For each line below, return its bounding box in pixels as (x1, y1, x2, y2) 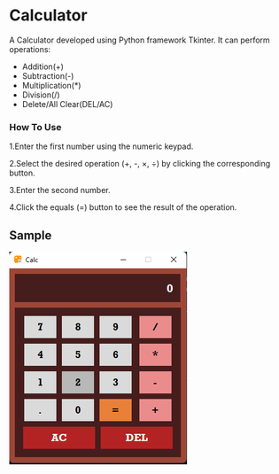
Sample (9, 228, 52, 243)
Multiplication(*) (21, 80, 81, 90)
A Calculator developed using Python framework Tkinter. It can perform (9, 35, 270, 45)
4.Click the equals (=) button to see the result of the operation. (9, 202, 237, 213)
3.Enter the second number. (9, 185, 111, 196)
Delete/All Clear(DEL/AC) (21, 98, 113, 109)
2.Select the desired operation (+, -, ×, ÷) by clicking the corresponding (9, 159, 271, 169)
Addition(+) (21, 61, 65, 72)
